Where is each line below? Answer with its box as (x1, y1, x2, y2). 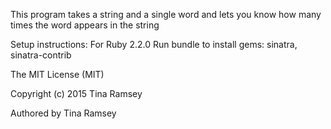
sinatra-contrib (10, 49, 72, 61)
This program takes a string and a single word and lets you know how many (10, 9, 322, 20)
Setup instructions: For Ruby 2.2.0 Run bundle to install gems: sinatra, (10, 39, 298, 50)
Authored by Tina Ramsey (10, 107, 117, 119)
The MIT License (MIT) (10, 69, 105, 80)
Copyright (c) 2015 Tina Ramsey (10, 88, 143, 99)
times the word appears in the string (10, 19, 160, 31)
